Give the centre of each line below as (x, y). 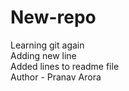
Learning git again (47, 45)
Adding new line (43, 55)
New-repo (53, 17)
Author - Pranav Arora (56, 77)
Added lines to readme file (65, 66)
